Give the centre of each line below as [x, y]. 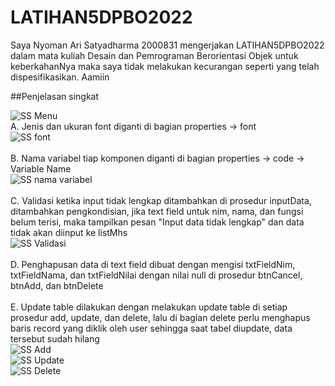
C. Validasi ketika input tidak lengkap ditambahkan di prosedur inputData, [161, 200]
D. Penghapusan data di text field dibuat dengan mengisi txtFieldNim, [153, 264]
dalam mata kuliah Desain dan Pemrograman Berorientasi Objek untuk [154, 55]
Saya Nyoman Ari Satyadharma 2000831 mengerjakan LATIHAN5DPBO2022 [167, 45]
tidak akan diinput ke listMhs [69, 232]
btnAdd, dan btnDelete [57, 285]
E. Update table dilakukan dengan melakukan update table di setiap [149, 307]
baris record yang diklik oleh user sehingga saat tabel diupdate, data [151, 328]
